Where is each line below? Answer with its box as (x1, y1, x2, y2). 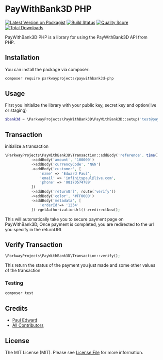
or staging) (5, 107, 27, 113)
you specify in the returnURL (5, 226, 63, 232)
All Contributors (12, 322, 44, 328)
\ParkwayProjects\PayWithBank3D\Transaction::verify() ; (5, 254, 120, 259)
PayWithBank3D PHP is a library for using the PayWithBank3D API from (5, 34, 148, 40)
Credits (5, 304, 28, 313)
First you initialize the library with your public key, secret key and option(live (5, 102, 157, 108)
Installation (5, 54, 40, 62)
